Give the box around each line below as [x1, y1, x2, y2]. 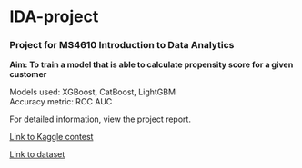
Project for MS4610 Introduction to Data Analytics [9, 39, 235, 52]
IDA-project [9, 6, 99, 27]
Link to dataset [9, 149, 65, 160]
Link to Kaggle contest [9, 132, 94, 143]
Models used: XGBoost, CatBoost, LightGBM [9, 86, 176, 97]
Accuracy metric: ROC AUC [9, 96, 113, 107]
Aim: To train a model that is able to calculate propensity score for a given [9, 59, 294, 70]
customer [9, 69, 47, 80]
